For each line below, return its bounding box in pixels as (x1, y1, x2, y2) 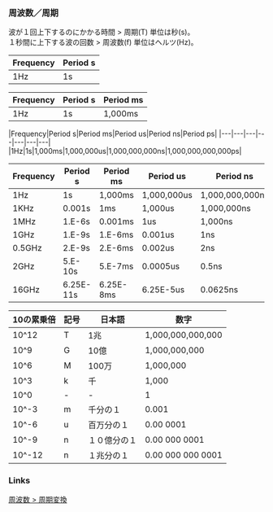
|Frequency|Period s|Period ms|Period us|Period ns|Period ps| (8, 129, 218, 139)
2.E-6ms (98, 243, 134, 254)
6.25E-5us (141, 284, 185, 295)
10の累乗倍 (12, 314, 56, 326)
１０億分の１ (88, 435, 137, 446)
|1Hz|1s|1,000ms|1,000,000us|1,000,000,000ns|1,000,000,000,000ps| (8, 147, 242, 156)
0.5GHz (12, 243, 42, 254)
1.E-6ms (98, 230, 134, 241)
